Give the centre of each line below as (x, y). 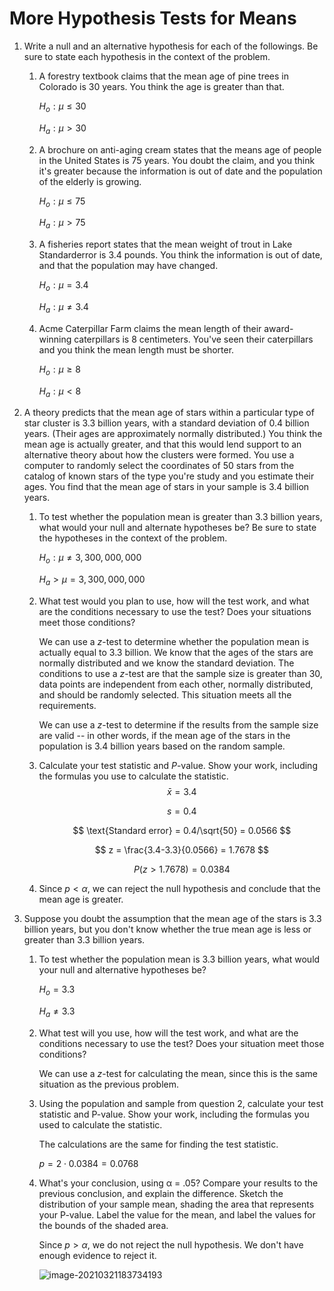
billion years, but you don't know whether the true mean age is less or (167, 929)
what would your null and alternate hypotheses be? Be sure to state (177, 528)
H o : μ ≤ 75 (62, 202)
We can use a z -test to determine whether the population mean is (174, 641)
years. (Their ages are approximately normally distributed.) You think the (173, 434)
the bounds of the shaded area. (103, 1225)
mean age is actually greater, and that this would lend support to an (162, 444)
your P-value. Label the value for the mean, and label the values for (177, 1214)
